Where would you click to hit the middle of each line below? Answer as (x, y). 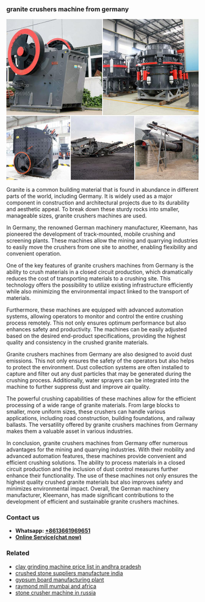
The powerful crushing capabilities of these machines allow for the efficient (101, 398)
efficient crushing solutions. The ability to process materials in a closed (96, 462)
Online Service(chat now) (48, 537)
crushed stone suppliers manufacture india (69, 573)
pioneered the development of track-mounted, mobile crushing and (91, 234)
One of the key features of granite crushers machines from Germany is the (100, 265)
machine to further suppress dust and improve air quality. (78, 386)
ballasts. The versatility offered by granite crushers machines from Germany (102, 424)
